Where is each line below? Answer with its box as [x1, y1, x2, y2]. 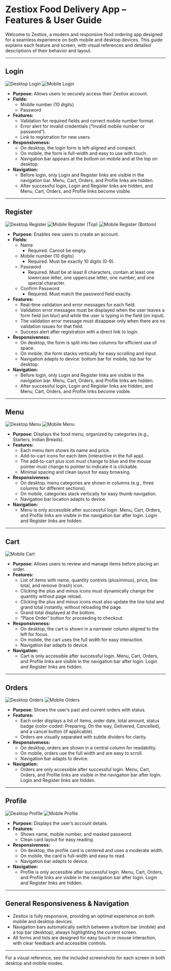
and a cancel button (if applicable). [20, 728, 94, 734]
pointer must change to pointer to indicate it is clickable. [20, 464, 138, 470]
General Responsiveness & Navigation [5, 899, 129, 908]
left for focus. [20, 631, 49, 637]
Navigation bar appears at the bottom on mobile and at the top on [20, 156, 158, 162]
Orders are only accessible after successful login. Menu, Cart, [20, 766, 151, 772]
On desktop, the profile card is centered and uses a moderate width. [20, 847, 164, 853]
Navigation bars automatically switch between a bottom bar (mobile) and [12, 924, 165, 930]
